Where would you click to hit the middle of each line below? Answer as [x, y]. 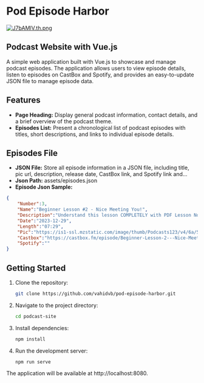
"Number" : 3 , [32, 204]
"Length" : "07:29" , [40, 226]
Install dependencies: [42, 328]
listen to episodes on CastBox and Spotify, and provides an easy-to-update [100, 75]
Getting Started [36, 268]
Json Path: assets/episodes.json [56, 181]
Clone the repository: [42, 282]
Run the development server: [51, 351]
